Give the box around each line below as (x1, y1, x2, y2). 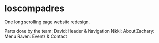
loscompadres (4, 3, 65, 14)
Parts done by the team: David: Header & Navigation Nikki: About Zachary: (4, 28, 155, 34)
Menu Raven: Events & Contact (4, 33, 67, 39)
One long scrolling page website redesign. (4, 19, 90, 25)
